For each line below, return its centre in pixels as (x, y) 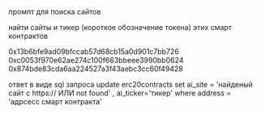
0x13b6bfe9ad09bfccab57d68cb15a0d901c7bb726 (94, 51)
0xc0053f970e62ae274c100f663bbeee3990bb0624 (96, 60)
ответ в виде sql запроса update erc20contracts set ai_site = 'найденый (131, 84)
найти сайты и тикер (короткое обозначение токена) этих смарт (120, 27)
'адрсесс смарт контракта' (56, 101)
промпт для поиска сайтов (55, 12)
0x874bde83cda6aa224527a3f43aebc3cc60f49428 (96, 69)
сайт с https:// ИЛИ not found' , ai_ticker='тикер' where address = (120, 93)
